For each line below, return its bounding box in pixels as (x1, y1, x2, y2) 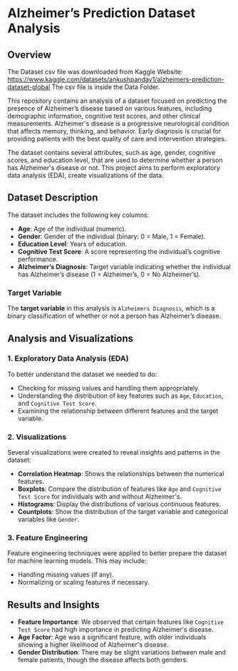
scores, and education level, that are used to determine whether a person (7, 156, 223, 164)
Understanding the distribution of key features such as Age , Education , (17, 391, 224, 400)
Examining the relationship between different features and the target (17, 406, 219, 415)
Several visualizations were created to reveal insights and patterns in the (7, 448, 220, 457)
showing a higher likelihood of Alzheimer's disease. (17, 640, 170, 649)
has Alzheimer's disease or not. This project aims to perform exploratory (7, 163, 221, 172)
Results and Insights (7, 598, 100, 611)
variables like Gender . (17, 515, 80, 524)
